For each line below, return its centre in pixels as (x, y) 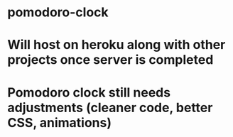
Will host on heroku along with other (116, 45)
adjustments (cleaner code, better (110, 108)
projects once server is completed (110, 60)
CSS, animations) (60, 122)
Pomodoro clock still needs (89, 92)
